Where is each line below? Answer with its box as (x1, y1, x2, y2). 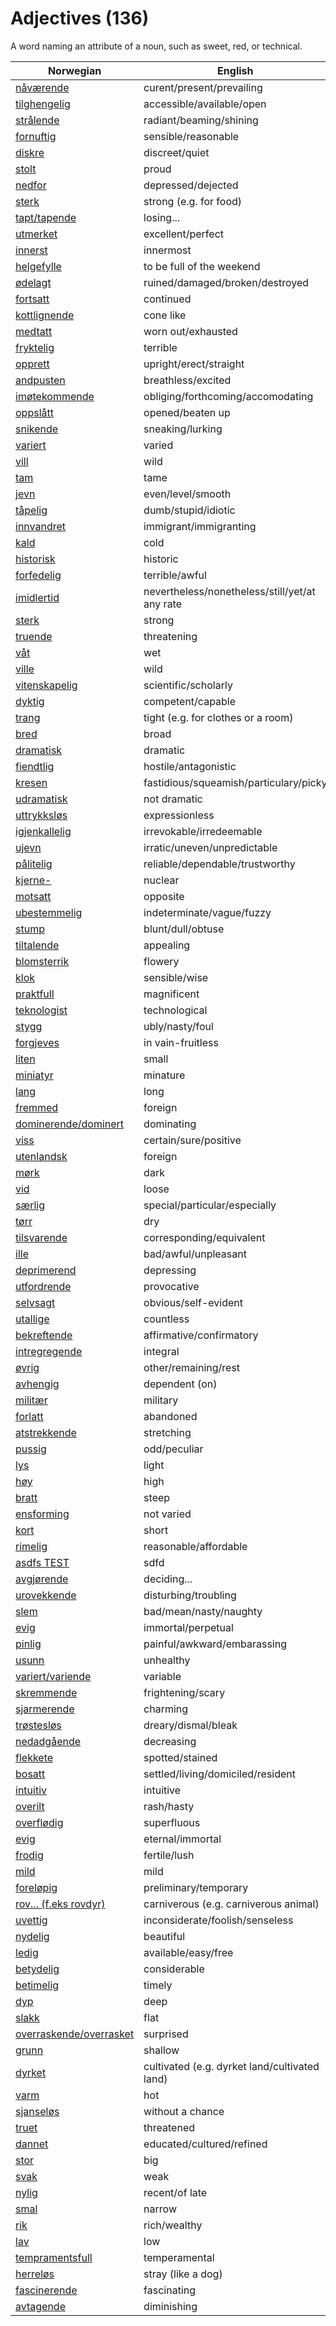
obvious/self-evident (143, 1295, 243, 1309)
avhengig (15, 1377, 60, 1391)
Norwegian (47, 63, 102, 77)
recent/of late (143, 2185, 208, 2199)
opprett (15, 357, 50, 371)
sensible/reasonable (143, 129, 240, 143)
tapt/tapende (15, 210, 77, 224)
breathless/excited (143, 373, 232, 387)
